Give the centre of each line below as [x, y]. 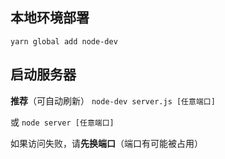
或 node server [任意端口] [62, 122]
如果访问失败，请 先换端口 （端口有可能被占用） [106, 143]
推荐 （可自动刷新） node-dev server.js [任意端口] [113, 100]
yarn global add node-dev [64, 41]
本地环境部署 [50, 18]
